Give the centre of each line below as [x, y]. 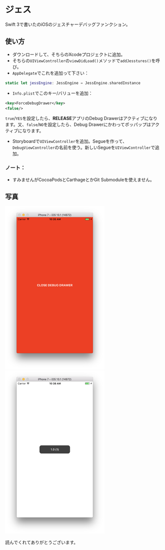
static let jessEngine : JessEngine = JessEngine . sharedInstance [73, 83]
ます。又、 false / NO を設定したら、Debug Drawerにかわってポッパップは [78, 124]
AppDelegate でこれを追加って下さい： [51, 73]
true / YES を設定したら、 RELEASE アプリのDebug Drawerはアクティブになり [81, 119]
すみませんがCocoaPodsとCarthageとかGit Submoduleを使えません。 [83, 180]
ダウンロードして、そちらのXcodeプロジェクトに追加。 [69, 54]
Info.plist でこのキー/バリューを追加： [53, 93]
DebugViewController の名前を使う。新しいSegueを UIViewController [82, 148]
